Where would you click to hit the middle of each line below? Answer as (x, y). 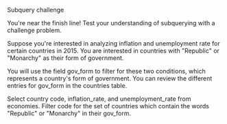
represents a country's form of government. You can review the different (110, 78)
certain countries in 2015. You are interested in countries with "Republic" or (113, 51)
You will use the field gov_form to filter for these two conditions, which (106, 71)
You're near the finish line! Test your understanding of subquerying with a (111, 23)
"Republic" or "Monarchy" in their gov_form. (69, 113)
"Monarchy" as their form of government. (65, 58)
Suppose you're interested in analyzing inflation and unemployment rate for (114, 43)
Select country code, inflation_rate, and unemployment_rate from (99, 99)
